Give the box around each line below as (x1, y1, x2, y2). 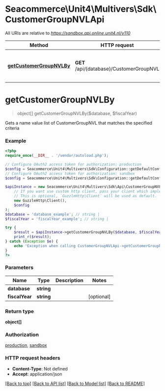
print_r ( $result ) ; (14, 235, 52, 239)
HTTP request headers (5, 355, 60, 362)
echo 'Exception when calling (14, 243, 76, 248)
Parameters (5, 264, 33, 271)
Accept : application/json (12, 371, 62, 377)
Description (55, 277, 83, 284)
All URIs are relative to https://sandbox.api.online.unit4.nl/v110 (5, 30, 131, 36)
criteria (5, 125, 20, 131)
